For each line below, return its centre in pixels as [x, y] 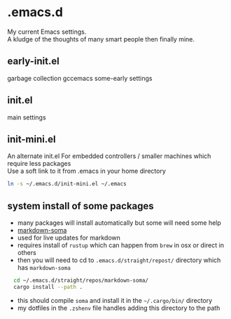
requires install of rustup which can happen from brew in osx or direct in [120, 245]
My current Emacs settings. [47, 32]
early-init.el [33, 61]
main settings [27, 117]
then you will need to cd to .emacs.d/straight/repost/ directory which [119, 260]
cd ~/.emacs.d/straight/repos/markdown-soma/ [81, 281]
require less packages [39, 164]
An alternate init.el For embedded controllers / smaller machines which [109, 156]
